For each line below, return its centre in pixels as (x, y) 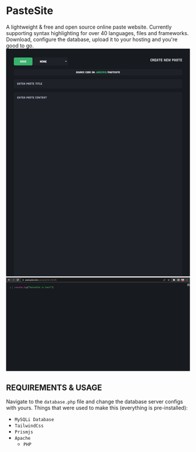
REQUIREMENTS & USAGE (54, 387)
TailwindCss (29, 426)
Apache (22, 438)
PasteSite (30, 11)
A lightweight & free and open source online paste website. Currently (89, 27)
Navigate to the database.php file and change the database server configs (95, 401)
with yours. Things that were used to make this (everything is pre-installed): (97, 408)
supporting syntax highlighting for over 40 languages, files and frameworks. (97, 33)
